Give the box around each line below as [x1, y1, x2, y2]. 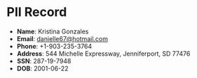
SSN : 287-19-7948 [16, 56, 72, 65]
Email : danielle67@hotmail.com [16, 34, 108, 42]
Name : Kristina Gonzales [16, 27, 89, 36]
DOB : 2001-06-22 [16, 64, 69, 72]
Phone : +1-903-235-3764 [16, 42, 93, 50]
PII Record [6, 4, 67, 20]
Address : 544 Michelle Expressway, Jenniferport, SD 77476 [16, 49, 191, 58]
